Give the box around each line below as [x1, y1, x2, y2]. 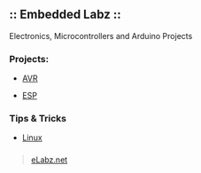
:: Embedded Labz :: [9, 7, 121, 22]
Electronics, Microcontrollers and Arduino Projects [9, 30, 193, 41]
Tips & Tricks [9, 113, 67, 125]
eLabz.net [30, 154, 68, 165]
